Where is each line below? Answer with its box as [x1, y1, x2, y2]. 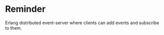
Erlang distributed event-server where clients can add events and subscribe [5, 20, 159, 26]
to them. [5, 25, 22, 31]
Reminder [5, 3, 46, 15]
